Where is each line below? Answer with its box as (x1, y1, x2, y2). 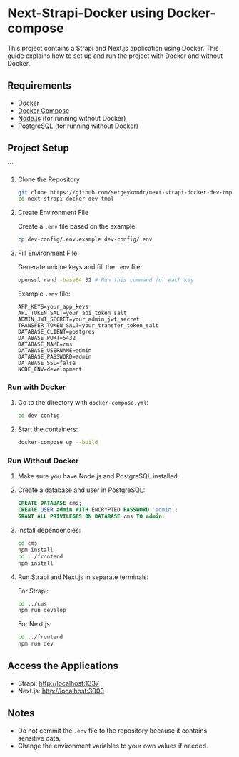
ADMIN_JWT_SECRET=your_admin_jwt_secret (17, 316, 140, 323)
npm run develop (17, 607, 66, 614)
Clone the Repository (17, 175, 81, 184)
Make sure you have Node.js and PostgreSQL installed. (17, 472, 180, 481)
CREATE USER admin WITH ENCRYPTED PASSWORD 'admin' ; (17, 506, 178, 513)
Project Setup (7, 142, 70, 154)
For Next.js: (17, 620, 52, 628)
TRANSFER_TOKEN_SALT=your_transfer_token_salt (17, 322, 159, 329)
